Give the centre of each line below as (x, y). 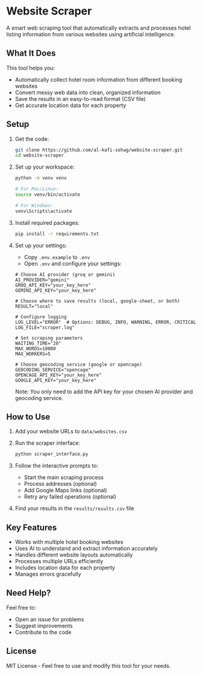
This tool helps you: (31, 68)
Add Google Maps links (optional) (65, 490)
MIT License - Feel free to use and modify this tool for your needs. (89, 665)
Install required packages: (47, 222)
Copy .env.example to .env (57, 257)
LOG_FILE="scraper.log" (45, 328)
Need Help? (29, 593)
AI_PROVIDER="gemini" (42, 280)
